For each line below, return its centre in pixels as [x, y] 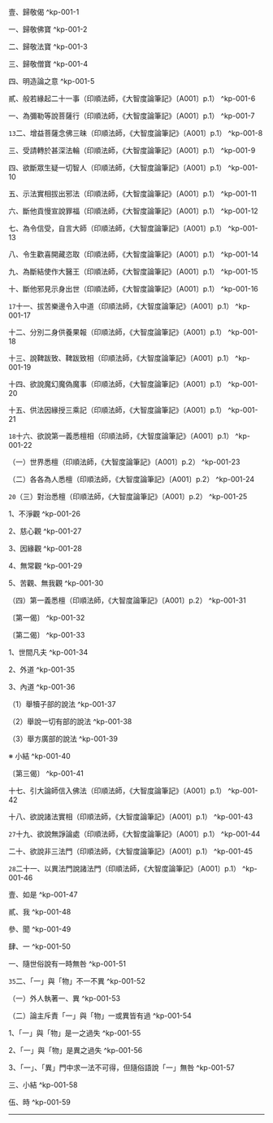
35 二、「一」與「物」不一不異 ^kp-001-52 [77, 981]
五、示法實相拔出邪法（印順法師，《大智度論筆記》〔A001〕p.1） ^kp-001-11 [133, 193]
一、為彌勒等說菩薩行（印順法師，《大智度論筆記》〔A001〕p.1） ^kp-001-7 [132, 116]
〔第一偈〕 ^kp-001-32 [47, 618]
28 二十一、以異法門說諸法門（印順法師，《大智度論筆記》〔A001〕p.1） [125, 869]
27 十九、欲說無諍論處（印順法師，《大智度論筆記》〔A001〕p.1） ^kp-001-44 [134, 834]
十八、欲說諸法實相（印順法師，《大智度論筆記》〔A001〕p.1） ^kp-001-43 [131, 816]
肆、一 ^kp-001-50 [40, 946]
